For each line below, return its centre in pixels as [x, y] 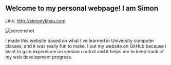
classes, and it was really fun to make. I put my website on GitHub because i [86, 46]
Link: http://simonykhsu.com [35, 20]
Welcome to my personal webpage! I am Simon [82, 8]
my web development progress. [39, 57]
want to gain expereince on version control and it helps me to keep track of [85, 51]
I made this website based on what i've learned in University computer [80, 40]
